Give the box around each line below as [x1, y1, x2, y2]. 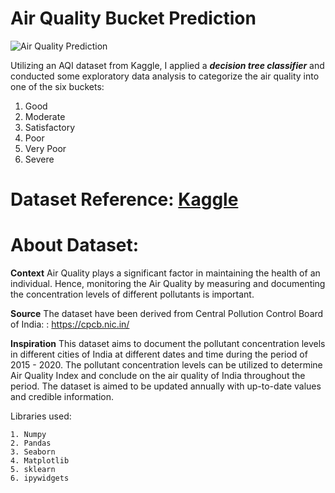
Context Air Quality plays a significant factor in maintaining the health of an [10, 267, 321, 279]
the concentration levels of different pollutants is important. [10, 288, 255, 301]
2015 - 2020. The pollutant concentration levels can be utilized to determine [10, 359, 323, 371]
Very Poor [24, 142, 67, 154]
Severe [24, 153, 55, 165]
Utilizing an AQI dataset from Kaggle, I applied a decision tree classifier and [10, 59, 325, 71]
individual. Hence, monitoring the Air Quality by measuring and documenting [10, 278, 326, 290]
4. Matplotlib [10, 456, 70, 466]
